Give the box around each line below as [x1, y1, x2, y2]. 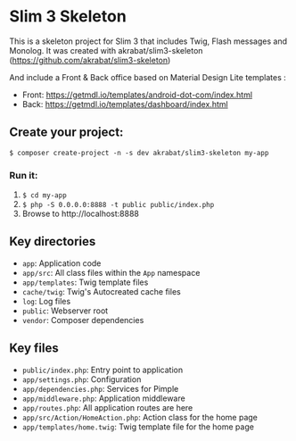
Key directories [9, 234, 96, 249]
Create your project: [9, 125, 124, 140]
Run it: [9, 169, 38, 181]
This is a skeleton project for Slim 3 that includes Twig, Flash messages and [9, 36, 288, 46]
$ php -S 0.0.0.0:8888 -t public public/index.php [21, 201, 215, 210]
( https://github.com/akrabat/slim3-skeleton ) [9, 54, 171, 65]
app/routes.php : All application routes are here [21, 402, 193, 412]
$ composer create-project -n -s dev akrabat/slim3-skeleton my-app [9, 148, 269, 157]
